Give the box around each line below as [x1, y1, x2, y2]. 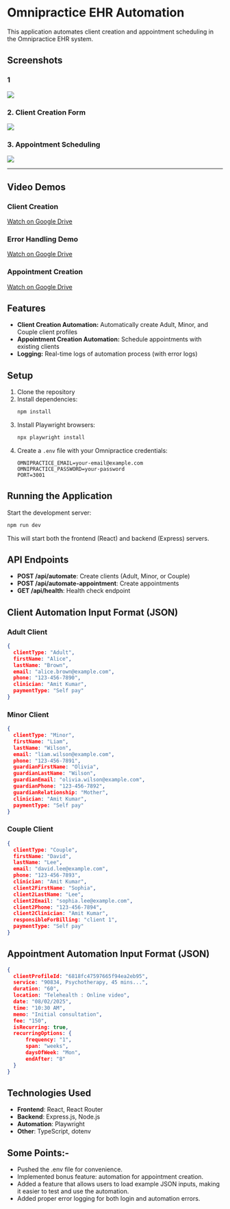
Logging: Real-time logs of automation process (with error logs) [16, 350, 198, 358]
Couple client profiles [16, 328, 78, 337]
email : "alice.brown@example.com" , [13, 668, 115, 675]
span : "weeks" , [25, 1043, 69, 1050]
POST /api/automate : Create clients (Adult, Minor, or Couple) [16, 572, 190, 581]
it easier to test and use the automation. [16, 1187, 129, 1195]
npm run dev [7, 522, 41, 528]
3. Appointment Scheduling [7, 139, 101, 149]
